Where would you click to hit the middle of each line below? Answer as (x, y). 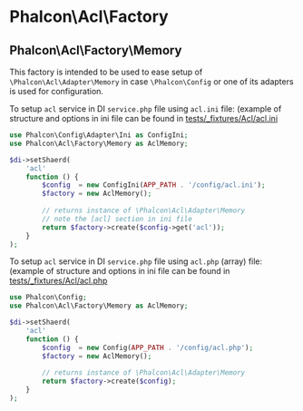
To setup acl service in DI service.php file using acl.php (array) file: (136, 261)
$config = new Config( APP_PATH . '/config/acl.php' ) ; (148, 347)
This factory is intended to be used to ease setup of (106, 72)
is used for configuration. (57, 91)
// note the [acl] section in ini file (117, 219)
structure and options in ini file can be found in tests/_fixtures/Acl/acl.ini (144, 118)
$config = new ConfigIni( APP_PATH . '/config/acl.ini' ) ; (154, 185)
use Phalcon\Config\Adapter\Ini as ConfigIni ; (99, 135)
